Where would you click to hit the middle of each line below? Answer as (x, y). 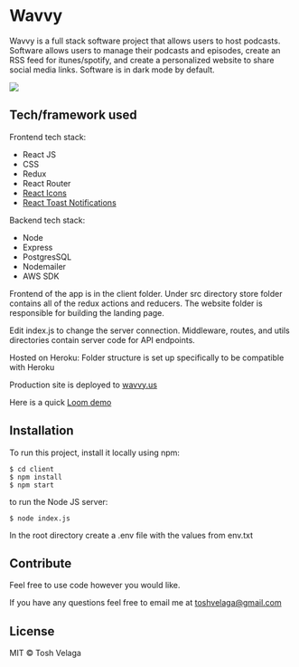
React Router (47, 183)
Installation (42, 431)
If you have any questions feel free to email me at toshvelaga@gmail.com (145, 603)
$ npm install (36, 477)
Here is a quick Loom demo (61, 402)
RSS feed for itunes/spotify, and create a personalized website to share (142, 60)
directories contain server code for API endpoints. (103, 339)
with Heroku (32, 367)
